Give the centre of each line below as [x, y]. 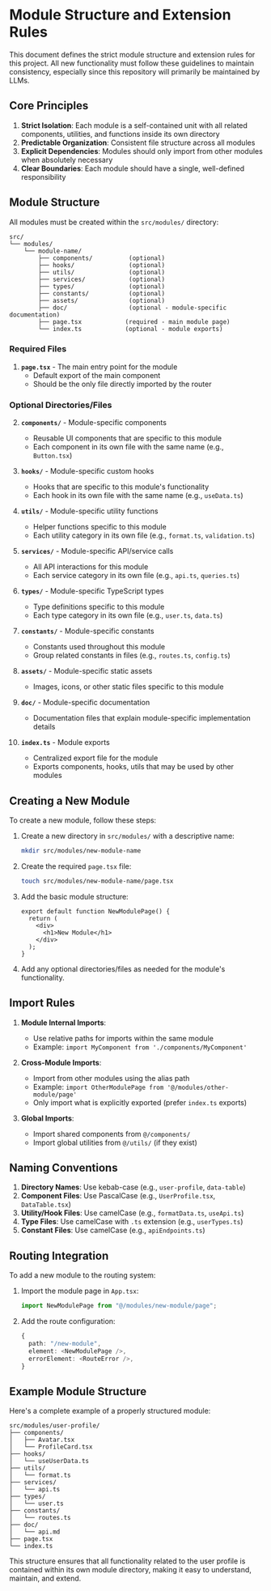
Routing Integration [59, 1255]
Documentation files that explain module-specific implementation [142, 718]
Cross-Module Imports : [61, 1062]
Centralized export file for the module [95, 758]
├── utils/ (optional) [102, 272]
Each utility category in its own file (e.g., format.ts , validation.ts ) [144, 535]
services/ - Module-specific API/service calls [97, 551]
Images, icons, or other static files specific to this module [128, 687]
